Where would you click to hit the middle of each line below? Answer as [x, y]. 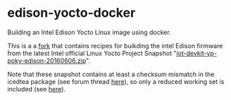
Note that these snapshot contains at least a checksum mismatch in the [111, 74]
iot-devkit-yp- [196, 53]
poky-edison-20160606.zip [47, 60]
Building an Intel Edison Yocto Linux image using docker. [89, 32]
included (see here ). [36, 89]
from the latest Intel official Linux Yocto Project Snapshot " [92, 53]
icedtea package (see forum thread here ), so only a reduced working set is [116, 81]
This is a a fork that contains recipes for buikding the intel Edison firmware [115, 45]
